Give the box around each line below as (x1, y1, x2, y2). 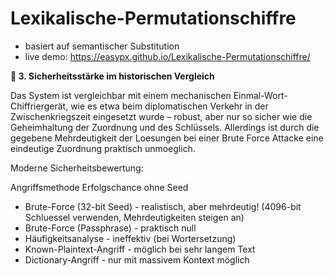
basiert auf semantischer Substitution (24, 40, 180, 52)
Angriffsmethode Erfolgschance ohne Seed (10, 181, 189, 193)
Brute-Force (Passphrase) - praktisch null (24, 222, 197, 234)
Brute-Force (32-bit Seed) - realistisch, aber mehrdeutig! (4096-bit (24, 200, 302, 212)
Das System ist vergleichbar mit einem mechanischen (10, 89, 232, 101)
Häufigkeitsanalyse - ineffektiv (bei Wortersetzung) (24, 232, 237, 244)
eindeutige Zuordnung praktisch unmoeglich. (10, 142, 196, 154)
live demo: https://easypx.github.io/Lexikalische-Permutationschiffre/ (24, 50, 311, 62)
